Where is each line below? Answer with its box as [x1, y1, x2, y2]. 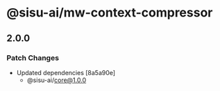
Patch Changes [6, 53, 60, 63]
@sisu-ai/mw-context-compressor [6, 5, 213, 21]
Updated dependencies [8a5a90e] [16, 68, 116, 77]
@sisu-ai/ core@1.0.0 [26, 76, 87, 84]
